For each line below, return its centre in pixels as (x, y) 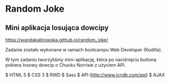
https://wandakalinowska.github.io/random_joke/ (57, 40)
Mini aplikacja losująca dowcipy (57, 28)
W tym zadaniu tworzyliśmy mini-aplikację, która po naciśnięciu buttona (81, 60)
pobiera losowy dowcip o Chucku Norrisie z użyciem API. (66, 65)
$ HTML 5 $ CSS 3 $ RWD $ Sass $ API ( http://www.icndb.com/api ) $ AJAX (85, 75)
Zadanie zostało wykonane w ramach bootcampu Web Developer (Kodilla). (84, 50)
